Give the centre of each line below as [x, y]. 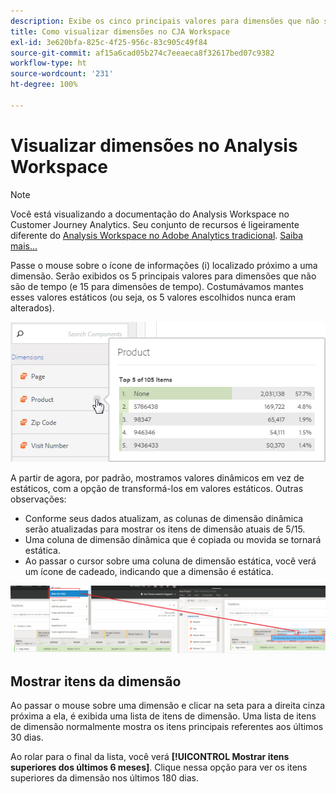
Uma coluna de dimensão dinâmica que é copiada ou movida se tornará [173, 540]
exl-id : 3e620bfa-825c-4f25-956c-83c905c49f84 [109, 42]
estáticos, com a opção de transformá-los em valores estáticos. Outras [157, 489]
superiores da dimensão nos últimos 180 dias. [104, 778]
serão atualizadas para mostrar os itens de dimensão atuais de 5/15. [165, 529]
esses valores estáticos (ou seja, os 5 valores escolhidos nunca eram [153, 297]
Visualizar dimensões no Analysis [154, 145]
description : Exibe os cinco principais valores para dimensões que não [165, 21]
